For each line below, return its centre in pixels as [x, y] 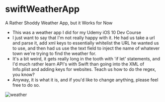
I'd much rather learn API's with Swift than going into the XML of [78, 64]
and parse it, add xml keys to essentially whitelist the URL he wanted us [85, 43]
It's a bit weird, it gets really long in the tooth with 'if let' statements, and [86, 58]
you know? [23, 74]
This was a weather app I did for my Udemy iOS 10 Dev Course [77, 32]
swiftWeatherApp [42, 9]
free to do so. [26, 85]
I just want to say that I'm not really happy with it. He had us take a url [83, 38]
